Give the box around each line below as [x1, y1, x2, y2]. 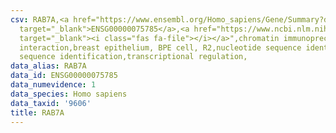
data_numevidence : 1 [10, 80, 97, 90]
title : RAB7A [10, 107, 65, 118]
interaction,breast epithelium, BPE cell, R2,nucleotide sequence [19, 42, 302, 53]
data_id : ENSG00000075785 [10, 71, 118, 81]
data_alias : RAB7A [10, 61, 87, 71]
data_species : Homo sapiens [10, 89, 128, 99]
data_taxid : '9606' [10, 98, 92, 108]
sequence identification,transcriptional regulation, [19, 52, 248, 62]
